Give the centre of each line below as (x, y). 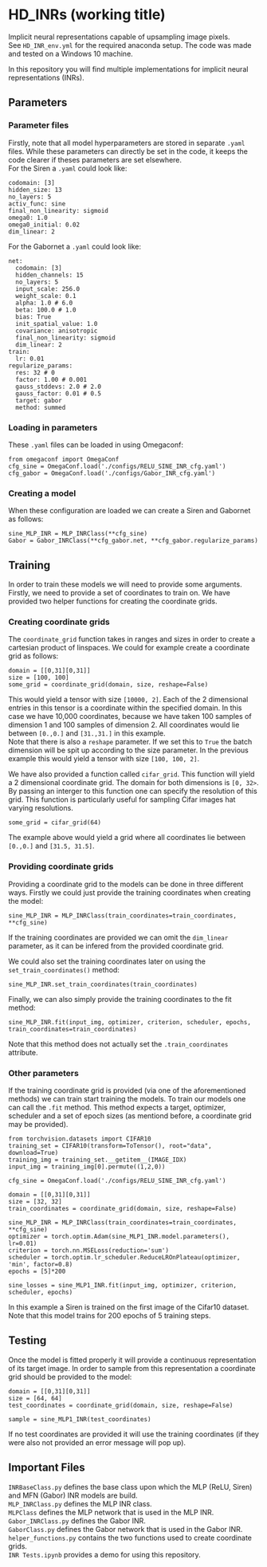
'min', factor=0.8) (41, 1264)
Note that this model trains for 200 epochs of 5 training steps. (110, 1315)
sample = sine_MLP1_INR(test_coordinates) (80, 1419)
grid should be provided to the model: (70, 1377)
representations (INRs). (47, 77)
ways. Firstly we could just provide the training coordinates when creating (130, 892)
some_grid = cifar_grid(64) (55, 823)
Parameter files (39, 125)
